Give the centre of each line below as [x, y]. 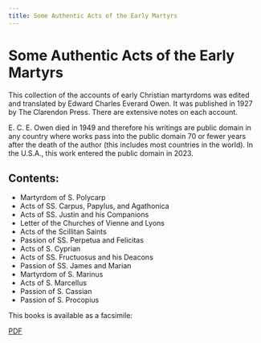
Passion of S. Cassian [56, 292]
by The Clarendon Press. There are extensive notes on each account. [123, 112]
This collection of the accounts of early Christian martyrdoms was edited [129, 95]
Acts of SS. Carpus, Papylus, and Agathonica [95, 206]
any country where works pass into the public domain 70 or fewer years [127, 136]
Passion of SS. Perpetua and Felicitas [82, 240]
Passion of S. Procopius [59, 300]
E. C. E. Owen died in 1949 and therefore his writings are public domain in [130, 127]
